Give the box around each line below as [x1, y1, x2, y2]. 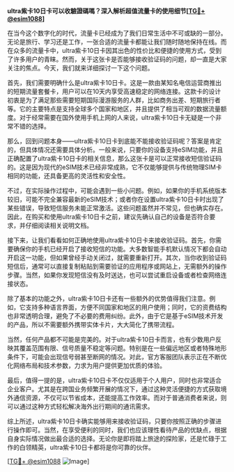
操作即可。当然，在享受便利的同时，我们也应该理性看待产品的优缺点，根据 [13, 426, 227, 434]
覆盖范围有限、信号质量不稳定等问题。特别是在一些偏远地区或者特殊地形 [19, 344, 227, 352]
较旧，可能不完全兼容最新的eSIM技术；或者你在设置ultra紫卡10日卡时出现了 [7, 195, 224, 203]
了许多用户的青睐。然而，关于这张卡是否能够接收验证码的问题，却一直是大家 [7, 55, 227, 63]
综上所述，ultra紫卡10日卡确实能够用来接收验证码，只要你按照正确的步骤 [7, 417, 216, 425]
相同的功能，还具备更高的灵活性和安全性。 [7, 172, 130, 180]
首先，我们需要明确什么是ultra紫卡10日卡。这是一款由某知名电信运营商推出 [7, 79, 222, 86]
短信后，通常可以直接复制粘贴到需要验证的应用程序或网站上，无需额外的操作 [7, 262, 227, 270]
